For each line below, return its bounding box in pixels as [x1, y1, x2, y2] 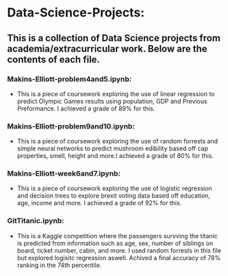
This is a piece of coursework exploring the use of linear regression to [16, 89, 215, 97]
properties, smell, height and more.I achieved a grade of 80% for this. [16, 152, 214, 160]
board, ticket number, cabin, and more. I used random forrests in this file [16, 246, 221, 255]
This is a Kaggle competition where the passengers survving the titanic [16, 231, 218, 240]
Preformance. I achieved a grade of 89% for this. [16, 104, 155, 113]
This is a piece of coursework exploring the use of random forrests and [16, 137, 218, 146]
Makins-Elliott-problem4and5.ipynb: [7, 74, 132, 84]
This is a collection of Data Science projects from [7, 32, 221, 44]
